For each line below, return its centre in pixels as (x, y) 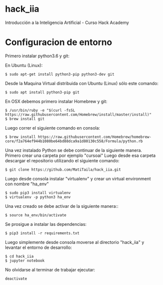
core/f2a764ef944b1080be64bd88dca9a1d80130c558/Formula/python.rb (74, 141)
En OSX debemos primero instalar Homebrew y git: (56, 101)
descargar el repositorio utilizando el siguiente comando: (62, 160)
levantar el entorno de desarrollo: (39, 247)
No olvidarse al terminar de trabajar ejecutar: (50, 269)
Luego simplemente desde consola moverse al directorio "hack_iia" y (75, 242)
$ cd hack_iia (20, 256)
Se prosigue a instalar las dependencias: (46, 224)
